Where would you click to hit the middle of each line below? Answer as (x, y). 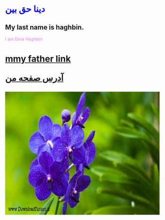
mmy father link (38, 59)
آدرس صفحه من (34, 78)
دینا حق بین (25, 9)
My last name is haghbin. (44, 27)
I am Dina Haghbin (24, 39)
